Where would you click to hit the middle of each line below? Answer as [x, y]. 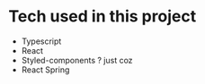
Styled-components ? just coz [77, 60]
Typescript [41, 41]
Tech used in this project [102, 17]
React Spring [45, 70]
